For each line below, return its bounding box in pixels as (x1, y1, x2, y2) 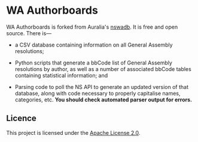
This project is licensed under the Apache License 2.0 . (6, 129, 141, 136)
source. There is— (6, 29, 52, 36)
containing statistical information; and (14, 72, 108, 79)
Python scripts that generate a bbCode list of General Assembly (14, 59, 172, 66)
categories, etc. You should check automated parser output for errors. (14, 96, 193, 103)
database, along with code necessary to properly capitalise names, (14, 89, 181, 97)
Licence (6, 113, 37, 124)
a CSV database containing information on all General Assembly (14, 41, 173, 48)
